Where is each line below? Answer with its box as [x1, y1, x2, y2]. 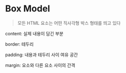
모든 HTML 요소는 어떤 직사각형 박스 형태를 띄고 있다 [17, 20, 121, 26]
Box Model [5, 3, 50, 14]
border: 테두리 [5, 41, 34, 47]
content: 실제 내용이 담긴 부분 [5, 30, 63, 36]
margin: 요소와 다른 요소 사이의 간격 [5, 62, 75, 68]
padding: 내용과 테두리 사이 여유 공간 [5, 52, 78, 58]
